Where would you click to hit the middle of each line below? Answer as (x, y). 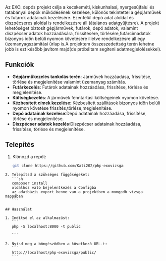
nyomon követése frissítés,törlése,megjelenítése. (62, 108)
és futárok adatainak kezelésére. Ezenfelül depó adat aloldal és (69, 18)
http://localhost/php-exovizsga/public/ (54, 252)
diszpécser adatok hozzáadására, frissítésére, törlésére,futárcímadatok (78, 33)
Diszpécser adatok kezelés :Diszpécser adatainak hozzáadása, (77, 124)
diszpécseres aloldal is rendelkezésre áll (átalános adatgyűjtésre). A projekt (82, 23)
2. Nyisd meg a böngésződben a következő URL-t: (56, 244)
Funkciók (20, 65)
